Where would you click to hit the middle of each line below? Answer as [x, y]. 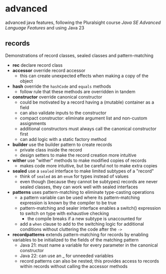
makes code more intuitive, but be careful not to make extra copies [88, 165]
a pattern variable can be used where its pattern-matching [80, 197]
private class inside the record [51, 149]
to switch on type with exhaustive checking [64, 213]
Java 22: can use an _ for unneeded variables [67, 256]
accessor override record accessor [49, 70]
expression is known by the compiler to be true [68, 203]
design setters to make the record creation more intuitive [78, 155]
